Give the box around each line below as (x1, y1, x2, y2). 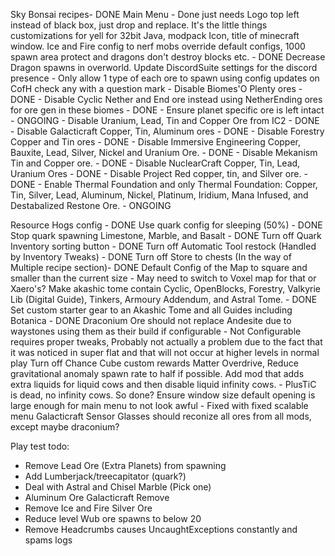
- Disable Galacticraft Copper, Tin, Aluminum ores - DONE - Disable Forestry (10, 125, 325, 137)
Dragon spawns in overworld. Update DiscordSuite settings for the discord (10, 62, 318, 73)
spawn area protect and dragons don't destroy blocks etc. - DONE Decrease (10, 51, 326, 63)
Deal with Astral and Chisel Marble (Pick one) (24, 481, 212, 493)
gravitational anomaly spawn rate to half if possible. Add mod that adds (10, 368, 305, 379)
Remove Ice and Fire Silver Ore (24, 502, 153, 514)
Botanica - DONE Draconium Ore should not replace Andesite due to (10, 315, 292, 326)
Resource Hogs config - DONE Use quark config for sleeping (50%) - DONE (10, 219, 323, 231)
